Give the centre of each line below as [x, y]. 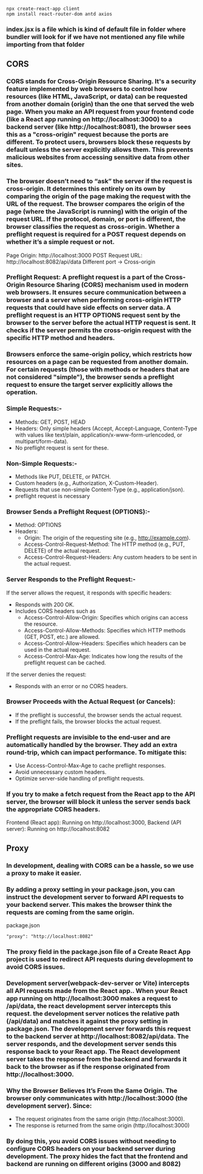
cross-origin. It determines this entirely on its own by [86, 189]
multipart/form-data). [42, 441]
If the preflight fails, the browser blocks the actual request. [88, 721]
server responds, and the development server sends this [92, 1043]
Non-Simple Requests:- [42, 463]
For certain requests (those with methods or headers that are [98, 369]
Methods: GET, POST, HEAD [50, 421]
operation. [22, 392]
